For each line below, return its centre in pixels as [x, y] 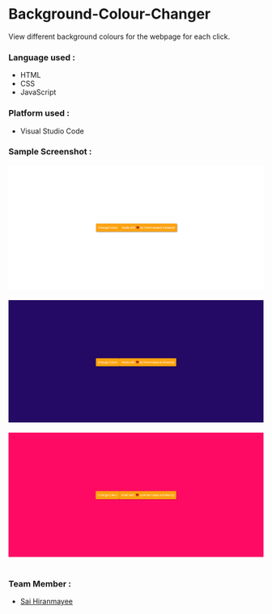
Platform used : [39, 113]
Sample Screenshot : [50, 152]
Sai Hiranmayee [47, 601]
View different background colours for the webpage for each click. [119, 36]
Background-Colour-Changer [110, 14]
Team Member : [40, 583]
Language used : [42, 57]
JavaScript [38, 92]
